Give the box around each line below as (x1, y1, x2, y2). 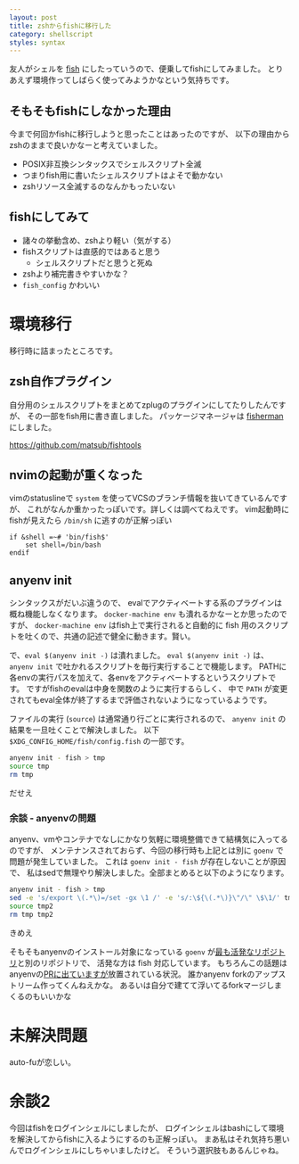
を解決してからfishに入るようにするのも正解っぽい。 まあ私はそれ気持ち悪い (9, 1134, 290, 1144)
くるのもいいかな (9, 991, 72, 1002)
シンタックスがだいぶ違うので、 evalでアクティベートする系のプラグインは (9, 598, 283, 608)
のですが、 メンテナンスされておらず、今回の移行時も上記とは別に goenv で (9, 845, 284, 856)
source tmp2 (9, 902, 53, 911)
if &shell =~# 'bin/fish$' (9, 532, 109, 542)
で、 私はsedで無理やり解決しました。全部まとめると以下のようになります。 (9, 867, 289, 879)
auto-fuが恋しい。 (9, 1056, 76, 1067)
